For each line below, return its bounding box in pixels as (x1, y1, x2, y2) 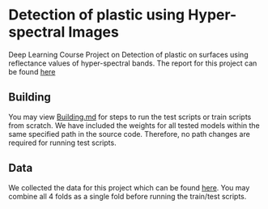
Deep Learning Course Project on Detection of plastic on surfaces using (8, 49, 249, 59)
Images (68, 23, 119, 41)
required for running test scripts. (8, 138, 117, 147)
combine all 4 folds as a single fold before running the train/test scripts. (8, 191, 247, 201)
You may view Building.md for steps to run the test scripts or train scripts (8, 112, 252, 122)
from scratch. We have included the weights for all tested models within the (8, 120, 261, 130)
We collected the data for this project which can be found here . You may (8, 182, 250, 192)
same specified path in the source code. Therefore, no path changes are (8, 129, 251, 139)
